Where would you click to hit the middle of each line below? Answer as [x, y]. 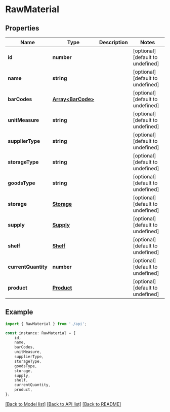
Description [114, 42]
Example [19, 312]
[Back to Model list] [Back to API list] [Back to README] [63, 404]
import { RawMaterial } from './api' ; [46, 324]
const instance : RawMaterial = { [40, 333]
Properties [22, 28]
